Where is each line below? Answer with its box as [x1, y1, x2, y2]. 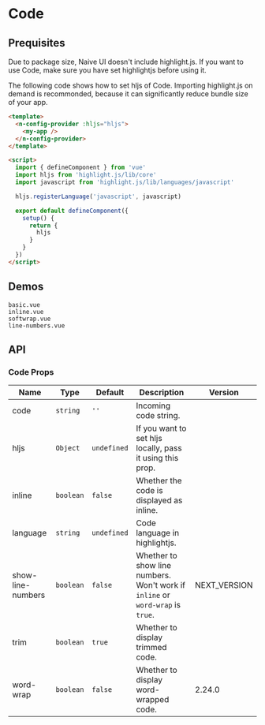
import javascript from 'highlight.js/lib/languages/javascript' [15, 178, 235, 186]
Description [139, 387, 185, 398]
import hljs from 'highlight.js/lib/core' [15, 171, 157, 179]
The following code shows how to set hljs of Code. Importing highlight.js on [8, 80, 254, 90]
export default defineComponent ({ [15, 207, 129, 215]
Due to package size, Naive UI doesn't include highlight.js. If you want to [8, 57, 244, 66]
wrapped [136, 694, 170, 705]
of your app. [8, 98, 49, 107]
